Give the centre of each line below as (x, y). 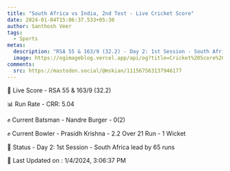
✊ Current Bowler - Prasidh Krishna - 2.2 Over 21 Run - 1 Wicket (97, 133)
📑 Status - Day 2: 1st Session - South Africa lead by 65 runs (91, 147)
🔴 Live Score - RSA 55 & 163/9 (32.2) (59, 90)
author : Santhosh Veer (39, 26)
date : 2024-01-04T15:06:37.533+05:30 (61, 20)
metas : (16, 45)
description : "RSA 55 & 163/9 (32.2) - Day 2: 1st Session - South (112, 52)
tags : (15, 32)
